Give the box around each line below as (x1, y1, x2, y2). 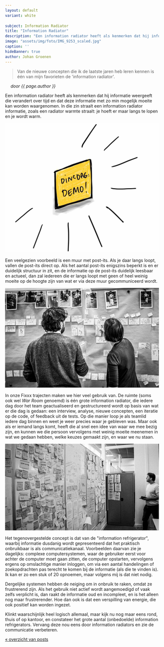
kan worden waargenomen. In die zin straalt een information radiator (5, 103, 143, 109)
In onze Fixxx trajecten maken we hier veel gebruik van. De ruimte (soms (5, 392, 151, 398)
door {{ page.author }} (10, 83, 56, 89)
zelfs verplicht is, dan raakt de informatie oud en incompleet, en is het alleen (5, 592, 159, 598)
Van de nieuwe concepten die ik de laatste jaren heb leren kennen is (17, 68, 155, 74)
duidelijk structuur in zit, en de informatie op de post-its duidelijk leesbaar (5, 268, 153, 274)
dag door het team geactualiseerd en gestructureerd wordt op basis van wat (5, 402, 159, 408)
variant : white (5, 13, 36, 18)
